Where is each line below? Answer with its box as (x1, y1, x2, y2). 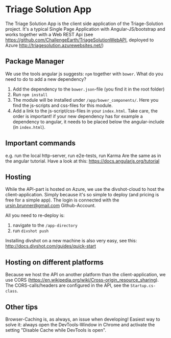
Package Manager (5, 57, 65, 66)
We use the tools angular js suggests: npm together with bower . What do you (5, 71, 163, 77)
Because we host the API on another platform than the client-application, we (5, 272, 166, 278)
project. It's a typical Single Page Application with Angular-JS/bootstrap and (5, 26, 165, 32)
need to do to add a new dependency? (5, 76, 87, 82)
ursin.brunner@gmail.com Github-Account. (5, 202, 96, 209)
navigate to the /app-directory (12, 222, 78, 229)
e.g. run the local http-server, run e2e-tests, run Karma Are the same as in (5, 152, 161, 159)
